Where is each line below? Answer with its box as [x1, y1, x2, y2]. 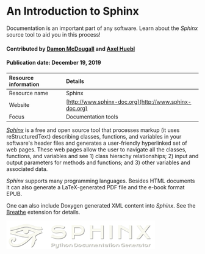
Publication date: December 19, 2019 [6, 59, 102, 67]
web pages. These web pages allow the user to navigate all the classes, [6, 146, 187, 153]
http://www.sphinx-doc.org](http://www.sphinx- [68, 98, 192, 105]
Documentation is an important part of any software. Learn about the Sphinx [6, 24, 198, 32]
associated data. [6, 165, 48, 173]
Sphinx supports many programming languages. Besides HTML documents [6, 177, 195, 184]
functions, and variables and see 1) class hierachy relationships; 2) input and [6, 153, 199, 160]
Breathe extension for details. [6, 209, 81, 216]
